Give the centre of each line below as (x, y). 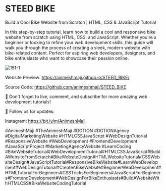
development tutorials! (28, 101)
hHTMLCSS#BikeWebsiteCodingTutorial (46, 183)
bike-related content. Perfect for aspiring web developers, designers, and (80, 53)
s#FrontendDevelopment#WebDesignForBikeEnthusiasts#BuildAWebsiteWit (82, 178)
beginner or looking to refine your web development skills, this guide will (79, 42)
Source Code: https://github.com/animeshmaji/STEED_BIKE (66, 87)
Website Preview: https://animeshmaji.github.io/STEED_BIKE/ (67, 77)
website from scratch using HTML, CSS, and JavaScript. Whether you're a (81, 37)
